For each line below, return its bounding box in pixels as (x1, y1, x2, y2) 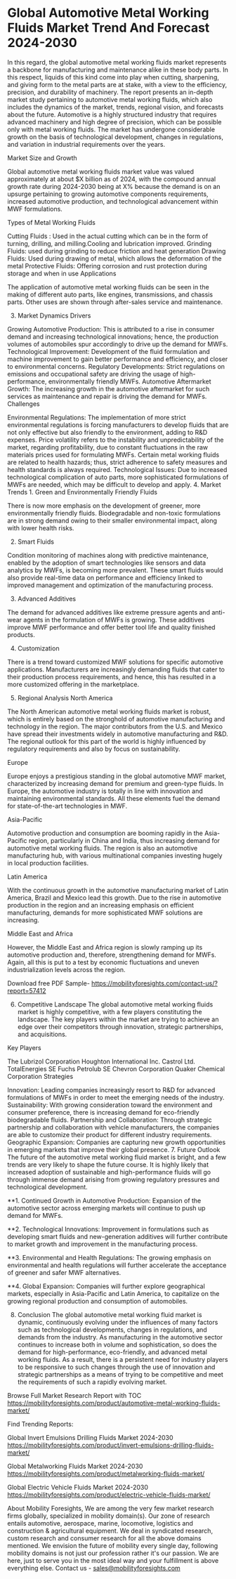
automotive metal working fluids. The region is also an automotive (7, 844, 198, 852)
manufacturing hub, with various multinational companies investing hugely (7, 851, 223, 860)
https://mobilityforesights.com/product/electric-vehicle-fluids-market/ (7, 1490, 211, 1499)
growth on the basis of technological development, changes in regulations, (7, 132, 223, 141)
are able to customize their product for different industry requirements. (7, 1130, 212, 1139)
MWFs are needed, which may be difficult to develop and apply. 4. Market (7, 480, 221, 489)
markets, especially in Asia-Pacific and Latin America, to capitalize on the (7, 1289, 220, 1297)
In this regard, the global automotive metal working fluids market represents (7, 58, 227, 66)
